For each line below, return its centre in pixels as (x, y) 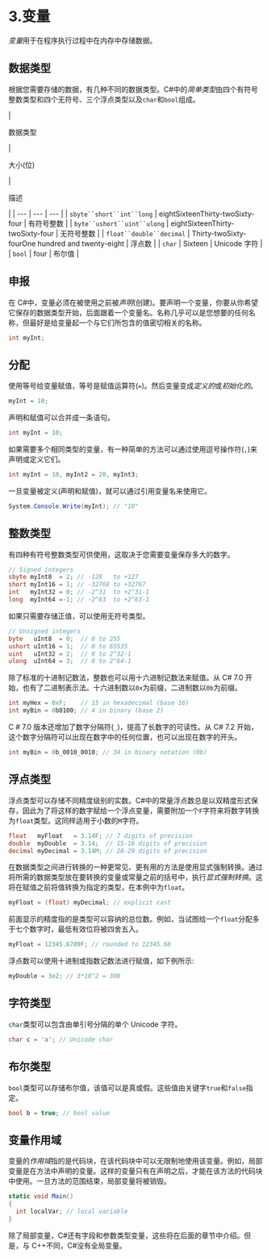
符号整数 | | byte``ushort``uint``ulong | (102, 223)
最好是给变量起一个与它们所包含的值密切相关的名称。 (118, 323)
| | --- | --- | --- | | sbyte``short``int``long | (83, 214)
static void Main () (41, 1197)
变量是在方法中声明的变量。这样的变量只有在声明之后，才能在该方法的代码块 (135, 1171)
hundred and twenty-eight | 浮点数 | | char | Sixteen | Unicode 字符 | (150, 244)
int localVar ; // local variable (72, 1211)
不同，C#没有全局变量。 (86, 1245)
